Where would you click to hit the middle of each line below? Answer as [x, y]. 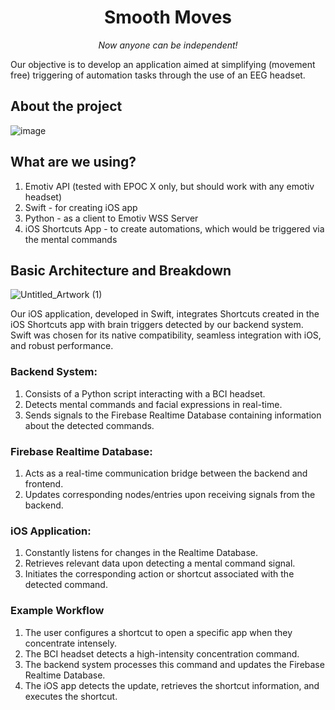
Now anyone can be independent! [168, 45]
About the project [66, 106]
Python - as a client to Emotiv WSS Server [111, 218]
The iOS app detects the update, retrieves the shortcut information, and [172, 685]
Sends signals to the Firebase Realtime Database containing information [173, 415]
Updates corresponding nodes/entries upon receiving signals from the [170, 494]
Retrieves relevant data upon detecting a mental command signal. [160, 563]
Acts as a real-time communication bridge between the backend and [166, 473]
